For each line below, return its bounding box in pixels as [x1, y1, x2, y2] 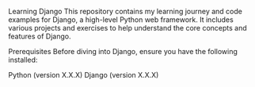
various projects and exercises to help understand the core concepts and [8, 24, 247, 32]
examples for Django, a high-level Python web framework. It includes [8, 15, 234, 24]
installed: [8, 55, 38, 64]
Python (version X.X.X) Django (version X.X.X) [8, 71, 159, 79]
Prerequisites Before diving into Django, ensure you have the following [8, 47, 238, 56]
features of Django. [8, 31, 71, 41]
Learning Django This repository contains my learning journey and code [8, 7, 243, 16]
